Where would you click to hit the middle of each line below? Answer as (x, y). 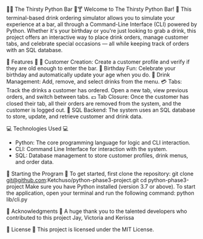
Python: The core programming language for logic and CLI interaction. (103, 143)
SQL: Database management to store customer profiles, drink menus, (101, 155)
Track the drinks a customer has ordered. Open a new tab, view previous (97, 90)
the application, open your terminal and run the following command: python (100, 193)
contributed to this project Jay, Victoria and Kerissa (70, 217)
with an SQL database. (35, 50)
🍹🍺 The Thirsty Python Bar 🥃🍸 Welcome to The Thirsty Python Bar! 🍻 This (99, 9)
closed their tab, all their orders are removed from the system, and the (94, 103)
